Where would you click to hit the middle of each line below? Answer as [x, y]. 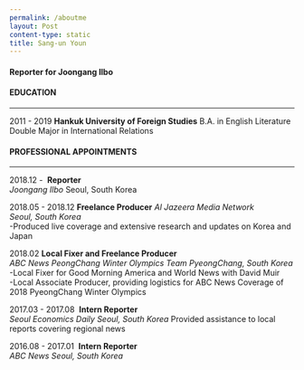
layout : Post [34, 26]
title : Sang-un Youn [48, 43]
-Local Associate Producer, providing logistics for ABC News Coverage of [147, 282]
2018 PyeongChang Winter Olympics [78, 292]
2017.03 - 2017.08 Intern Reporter [74, 309]
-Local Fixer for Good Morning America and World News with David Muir [145, 273]
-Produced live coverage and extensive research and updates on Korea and [150, 226]
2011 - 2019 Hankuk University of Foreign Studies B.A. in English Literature [150, 121]
